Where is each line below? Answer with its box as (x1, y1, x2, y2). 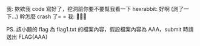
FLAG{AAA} (18, 33, 48, 41)
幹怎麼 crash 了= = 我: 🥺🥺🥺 (19, 13, 87, 20)
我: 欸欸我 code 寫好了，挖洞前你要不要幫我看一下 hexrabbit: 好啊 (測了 (6, 5, 184, 12)
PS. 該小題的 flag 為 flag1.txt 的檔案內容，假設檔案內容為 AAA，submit (6, 26, 182, 33)
